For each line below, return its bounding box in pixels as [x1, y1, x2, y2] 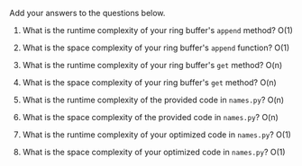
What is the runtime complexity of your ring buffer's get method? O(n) [22, 60, 283, 70]
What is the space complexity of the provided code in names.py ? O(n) [22, 112, 279, 122]
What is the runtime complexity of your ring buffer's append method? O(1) [22, 25, 293, 35]
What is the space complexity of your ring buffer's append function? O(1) [22, 42, 290, 53]
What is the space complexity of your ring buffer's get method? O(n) [22, 77, 277, 88]
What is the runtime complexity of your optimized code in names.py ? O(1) [22, 129, 291, 140]
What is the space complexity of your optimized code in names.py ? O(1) [22, 147, 286, 157]
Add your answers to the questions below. [9, 8, 166, 18]
